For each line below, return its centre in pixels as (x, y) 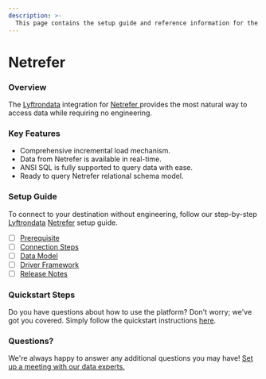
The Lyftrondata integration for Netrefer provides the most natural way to (128, 104)
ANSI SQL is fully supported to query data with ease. (106, 168)
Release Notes (43, 273)
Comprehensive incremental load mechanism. (95, 151)
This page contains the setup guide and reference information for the (137, 23)
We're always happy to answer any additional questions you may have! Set (131, 358)
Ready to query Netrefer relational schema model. (102, 176)
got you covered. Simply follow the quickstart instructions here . (112, 321)
